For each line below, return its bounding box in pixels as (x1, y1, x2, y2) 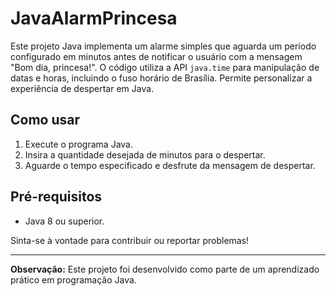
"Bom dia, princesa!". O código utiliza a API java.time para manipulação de (10, 61, 320, 73)
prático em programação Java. (10, 273, 137, 286)
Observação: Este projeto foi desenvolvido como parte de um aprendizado (10, 263, 320, 275)
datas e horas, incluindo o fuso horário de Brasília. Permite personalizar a (10, 72, 313, 84)
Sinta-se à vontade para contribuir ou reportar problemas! (10, 234, 250, 246)
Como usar (10, 112, 81, 129)
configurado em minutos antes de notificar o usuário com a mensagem (10, 50, 303, 62)
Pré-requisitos (10, 188, 103, 206)
